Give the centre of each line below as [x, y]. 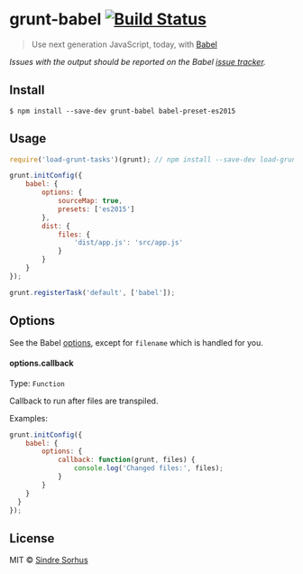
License [32, 538]
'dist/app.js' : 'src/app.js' [128, 243]
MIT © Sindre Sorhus [49, 560]
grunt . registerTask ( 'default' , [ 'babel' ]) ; [92, 292]
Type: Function [37, 383]
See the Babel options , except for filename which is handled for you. [137, 342]
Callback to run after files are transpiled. [84, 401]
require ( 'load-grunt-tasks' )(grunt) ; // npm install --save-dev [133, 159]
